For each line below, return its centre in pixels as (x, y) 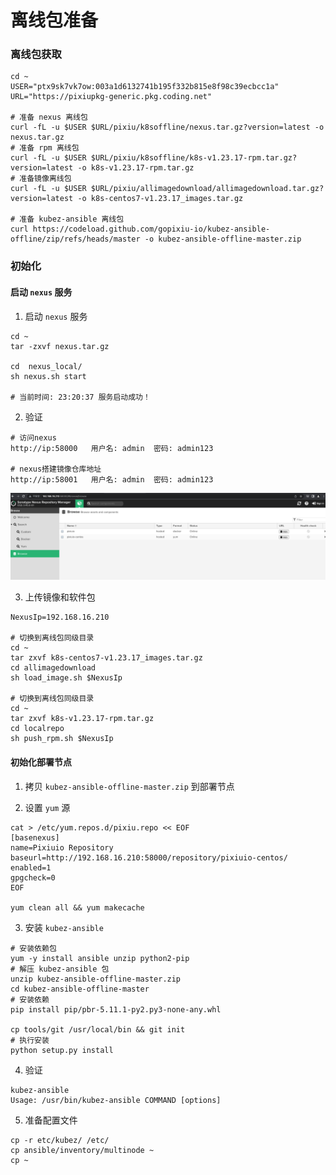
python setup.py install (62, 1050)
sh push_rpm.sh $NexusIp (62, 739)
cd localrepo (37, 729)
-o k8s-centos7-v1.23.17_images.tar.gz (160, 199)
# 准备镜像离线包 (41, 179)
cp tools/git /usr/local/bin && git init (98, 1029)
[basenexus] (35, 837)
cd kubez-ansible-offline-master (80, 989)
